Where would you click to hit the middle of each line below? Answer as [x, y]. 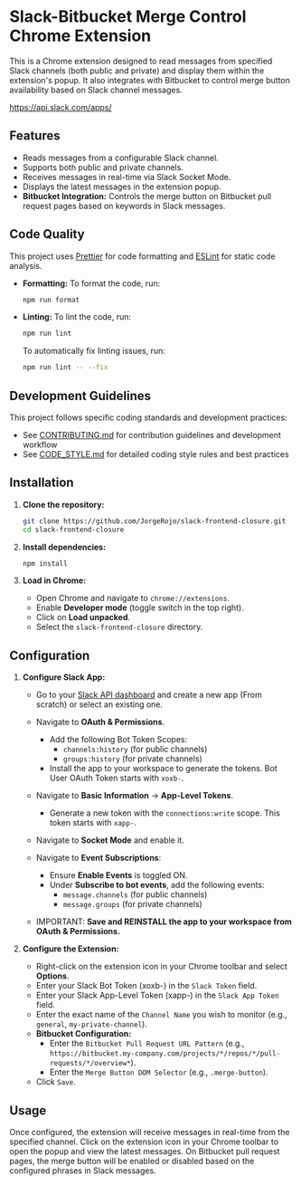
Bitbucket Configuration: [84, 1034]
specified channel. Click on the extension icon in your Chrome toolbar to [144, 1142]
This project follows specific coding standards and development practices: [148, 417]
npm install [45, 563]
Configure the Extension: [71, 949]
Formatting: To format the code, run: [91, 283]
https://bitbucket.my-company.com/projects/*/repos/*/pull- [165, 1054]
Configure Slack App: [64, 677]
